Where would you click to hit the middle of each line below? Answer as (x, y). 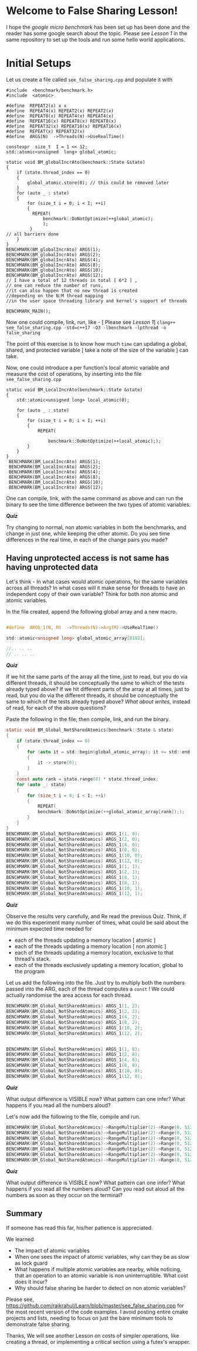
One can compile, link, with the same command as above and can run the (95, 498)
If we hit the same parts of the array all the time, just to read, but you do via (97, 677)
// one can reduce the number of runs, (55, 285)
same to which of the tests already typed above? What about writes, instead (98, 702)
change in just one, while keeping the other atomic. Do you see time (88, 533)
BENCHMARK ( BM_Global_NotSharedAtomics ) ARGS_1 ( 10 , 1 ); (74, 888)
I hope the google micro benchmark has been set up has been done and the (98, 27)
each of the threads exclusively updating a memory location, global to (99, 965)
